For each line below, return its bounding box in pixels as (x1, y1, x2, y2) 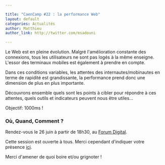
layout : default (5, 16, 39, 22)
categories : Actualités (5, 21, 56, 26)
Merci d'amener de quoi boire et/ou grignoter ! (5, 154, 102, 160)
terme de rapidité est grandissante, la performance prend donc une (5, 75, 145, 81)
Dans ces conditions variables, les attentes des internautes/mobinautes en (5, 69, 160, 76)
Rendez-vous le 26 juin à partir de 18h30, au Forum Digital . (5, 129, 128, 135)
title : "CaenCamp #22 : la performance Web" (5, 12, 100, 17)
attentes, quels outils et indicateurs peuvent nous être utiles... (5, 95, 134, 101)
